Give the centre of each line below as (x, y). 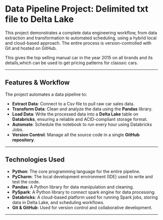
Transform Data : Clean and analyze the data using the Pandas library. (82, 109)
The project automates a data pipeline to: (46, 94)
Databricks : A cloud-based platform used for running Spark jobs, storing (85, 197)
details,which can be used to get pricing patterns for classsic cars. (72, 63)
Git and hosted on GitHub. (31, 48)
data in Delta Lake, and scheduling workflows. (58, 202)
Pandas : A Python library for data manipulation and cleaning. (73, 187)
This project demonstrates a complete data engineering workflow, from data (81, 33)
